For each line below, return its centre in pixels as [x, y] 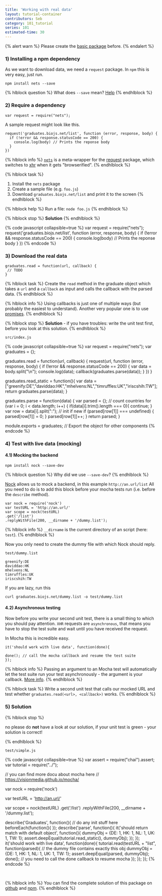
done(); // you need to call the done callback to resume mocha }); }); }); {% [80, 859]
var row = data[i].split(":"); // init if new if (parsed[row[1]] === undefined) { [80, 411]
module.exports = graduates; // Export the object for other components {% [80, 426]
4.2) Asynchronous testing [33, 607]
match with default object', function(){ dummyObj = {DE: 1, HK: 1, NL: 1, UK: [80, 833]
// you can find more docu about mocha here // [52, 774]
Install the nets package [36, 184]
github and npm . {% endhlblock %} [40, 888]
